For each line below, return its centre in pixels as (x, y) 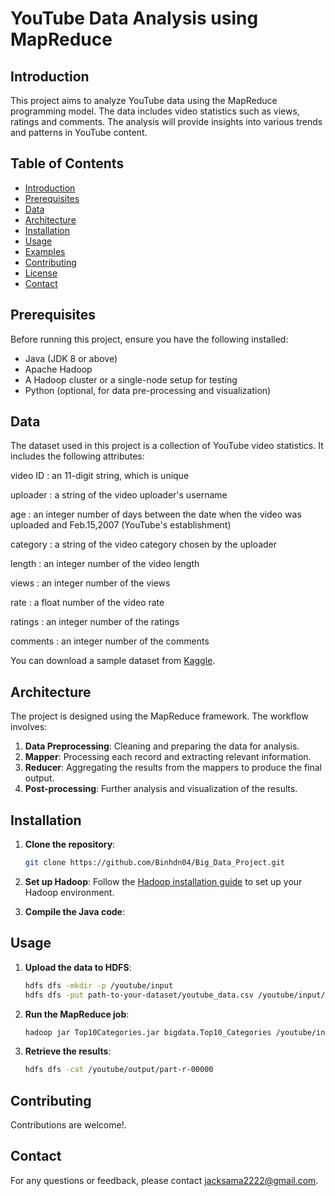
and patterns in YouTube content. (79, 132)
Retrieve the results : (68, 1051)
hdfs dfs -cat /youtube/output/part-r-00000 (119, 1070)
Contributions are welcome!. (68, 1125)
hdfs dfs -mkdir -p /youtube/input (99, 985)
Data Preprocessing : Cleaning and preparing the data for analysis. (162, 746)
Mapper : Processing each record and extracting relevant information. (168, 757)
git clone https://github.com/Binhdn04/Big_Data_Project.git (155, 863)
